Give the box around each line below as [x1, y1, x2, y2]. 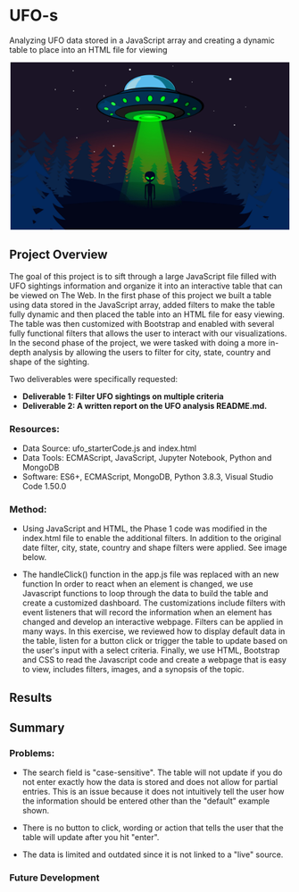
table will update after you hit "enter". [21, 832, 160, 843]
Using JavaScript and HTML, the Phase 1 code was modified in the [21, 523, 268, 534]
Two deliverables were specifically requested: [9, 373, 179, 384]
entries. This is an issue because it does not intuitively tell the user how [21, 787, 285, 797]
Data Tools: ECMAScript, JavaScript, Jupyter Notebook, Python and [21, 453, 272, 463]
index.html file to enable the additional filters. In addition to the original [21, 533, 282, 544]
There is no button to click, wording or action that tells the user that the [21, 822, 284, 833]
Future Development [9, 871, 100, 884]
